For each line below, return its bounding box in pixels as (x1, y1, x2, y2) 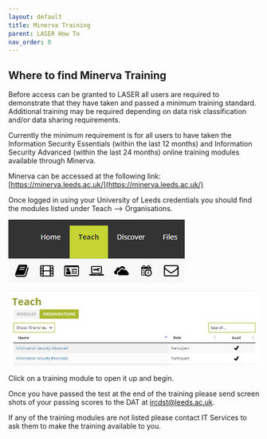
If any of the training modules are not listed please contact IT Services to (8, 413, 247, 422)
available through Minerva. (8, 156, 96, 166)
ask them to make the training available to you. (8, 421, 162, 430)
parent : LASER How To (8, 29, 80, 37)
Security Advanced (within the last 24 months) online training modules (8, 147, 240, 157)
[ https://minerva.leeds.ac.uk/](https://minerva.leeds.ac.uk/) (8, 180, 204, 190)
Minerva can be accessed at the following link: (8, 171, 161, 181)
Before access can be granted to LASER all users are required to (8, 90, 220, 100)
